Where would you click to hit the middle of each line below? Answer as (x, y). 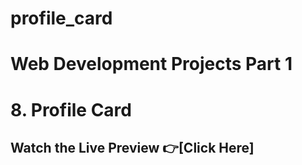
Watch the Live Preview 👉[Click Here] (132, 147)
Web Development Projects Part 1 (151, 64)
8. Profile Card (71, 109)
